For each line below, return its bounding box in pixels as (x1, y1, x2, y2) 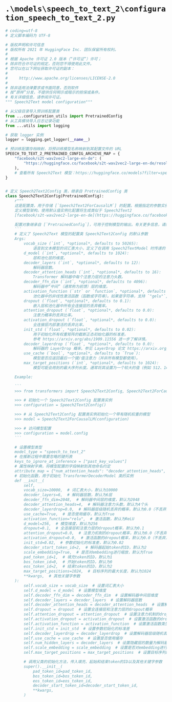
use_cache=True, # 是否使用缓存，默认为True (24, 511, 115, 517)
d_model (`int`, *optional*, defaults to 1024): (24, 251, 130, 256)
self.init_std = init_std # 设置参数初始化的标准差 (24, 626, 130, 631)
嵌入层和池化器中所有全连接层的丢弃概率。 (32, 303, 109, 308)
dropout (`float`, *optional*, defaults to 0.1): (24, 298, 132, 303)
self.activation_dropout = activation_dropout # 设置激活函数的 (24, 617, 161, 622)
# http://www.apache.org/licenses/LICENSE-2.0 (5, 75, 116, 81)
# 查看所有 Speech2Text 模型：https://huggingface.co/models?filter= (14, 170, 161, 176)
